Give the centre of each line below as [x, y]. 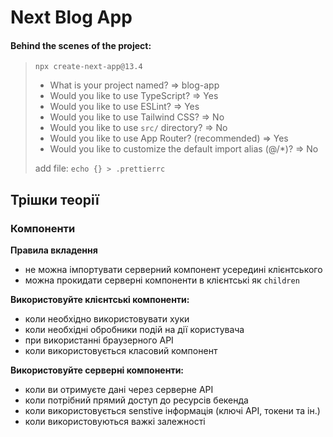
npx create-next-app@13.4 [88, 67]
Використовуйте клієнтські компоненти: [100, 300]
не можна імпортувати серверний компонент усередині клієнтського [173, 270]
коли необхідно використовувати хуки [107, 319]
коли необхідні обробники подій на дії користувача [134, 330]
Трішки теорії [55, 199]
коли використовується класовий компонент [121, 351]
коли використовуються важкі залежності [115, 422]
